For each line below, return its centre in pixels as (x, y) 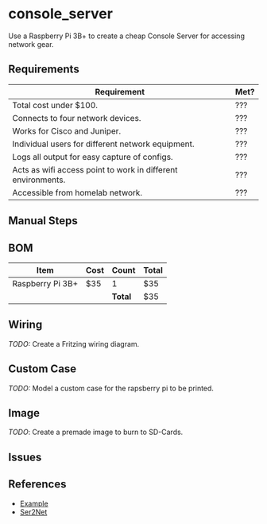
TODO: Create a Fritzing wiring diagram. (74, 344)
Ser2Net (33, 512)
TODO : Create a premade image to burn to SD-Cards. (96, 432)
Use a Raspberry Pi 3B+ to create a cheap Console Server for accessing (126, 36)
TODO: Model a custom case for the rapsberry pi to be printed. (111, 388)
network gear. (31, 44)
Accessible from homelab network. (77, 192)
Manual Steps (43, 221)
